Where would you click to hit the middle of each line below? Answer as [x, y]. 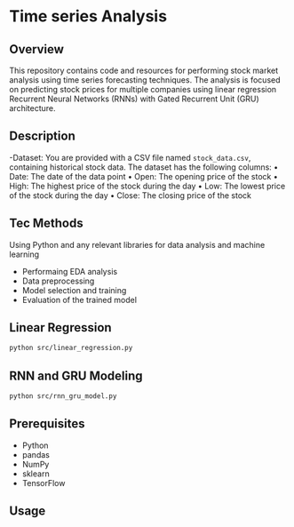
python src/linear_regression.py [71, 348]
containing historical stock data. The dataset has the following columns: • [144, 167]
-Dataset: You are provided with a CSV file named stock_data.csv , [130, 157]
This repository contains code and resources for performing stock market [144, 70]
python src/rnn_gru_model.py [63, 396]
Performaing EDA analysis [70, 271]
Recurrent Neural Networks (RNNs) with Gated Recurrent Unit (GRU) [134, 99]
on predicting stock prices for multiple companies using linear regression [143, 89]
